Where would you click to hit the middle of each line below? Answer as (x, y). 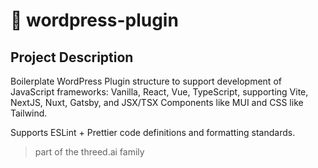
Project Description (72, 57)
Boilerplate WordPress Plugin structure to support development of (146, 81)
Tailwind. (29, 113)
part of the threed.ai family (89, 152)
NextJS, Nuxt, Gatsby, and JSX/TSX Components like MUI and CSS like (157, 102)
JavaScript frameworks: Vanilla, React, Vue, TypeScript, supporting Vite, (159, 92)
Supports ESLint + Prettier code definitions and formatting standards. (153, 132)
